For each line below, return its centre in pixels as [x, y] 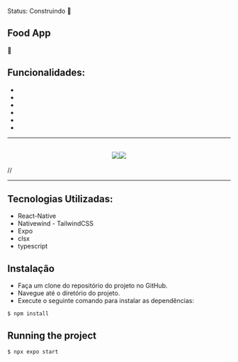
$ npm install [28, 314]
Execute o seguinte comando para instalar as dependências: [106, 301]
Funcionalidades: [46, 73]
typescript [33, 246]
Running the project [52, 335]
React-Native [37, 216]
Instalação [31, 269]
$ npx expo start [33, 352]
